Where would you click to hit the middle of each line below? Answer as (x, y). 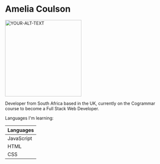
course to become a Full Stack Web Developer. (52, 108)
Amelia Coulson (38, 9)
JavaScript (20, 138)
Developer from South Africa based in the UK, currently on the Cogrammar (80, 103)
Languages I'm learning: (29, 118)
